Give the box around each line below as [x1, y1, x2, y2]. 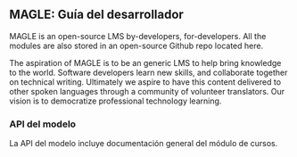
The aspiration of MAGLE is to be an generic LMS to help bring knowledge [9, 57, 282, 68]
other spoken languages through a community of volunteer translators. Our [9, 86, 285, 96]
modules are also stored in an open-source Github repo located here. [9, 40, 264, 51]
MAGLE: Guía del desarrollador [9, 7, 185, 22]
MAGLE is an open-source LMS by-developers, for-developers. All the [9, 30, 267, 41]
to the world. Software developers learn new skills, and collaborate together [9, 67, 288, 78]
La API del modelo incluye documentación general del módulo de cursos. [9, 138, 278, 149]
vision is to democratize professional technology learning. [9, 95, 222, 106]
